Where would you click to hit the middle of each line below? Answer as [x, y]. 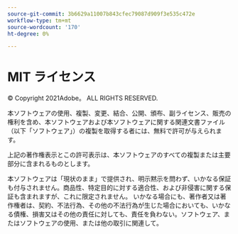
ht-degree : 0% [28, 34]
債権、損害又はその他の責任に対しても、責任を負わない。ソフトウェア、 [119, 214]
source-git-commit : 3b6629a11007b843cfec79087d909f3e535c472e [101, 14]
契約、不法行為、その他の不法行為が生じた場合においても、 [125, 206]
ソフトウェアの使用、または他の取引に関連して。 [91, 223]
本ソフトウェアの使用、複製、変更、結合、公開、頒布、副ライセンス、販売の [119, 113]
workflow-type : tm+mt [39, 21]
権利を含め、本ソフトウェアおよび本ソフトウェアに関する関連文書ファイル [116, 122]
